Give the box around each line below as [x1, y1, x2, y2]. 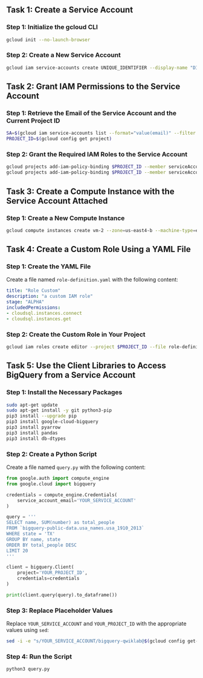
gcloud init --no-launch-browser [6, 36, 91, 43]
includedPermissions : [6, 305, 61, 311]
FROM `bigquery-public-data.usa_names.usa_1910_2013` [6, 525, 145, 531]
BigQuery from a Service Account [6, 370, 136, 380]
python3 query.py [6, 666, 50, 673]
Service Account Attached [6, 196, 108, 206]
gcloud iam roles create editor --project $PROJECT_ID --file [6, 344, 166, 350]
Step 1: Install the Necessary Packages [6, 388, 123, 396]
